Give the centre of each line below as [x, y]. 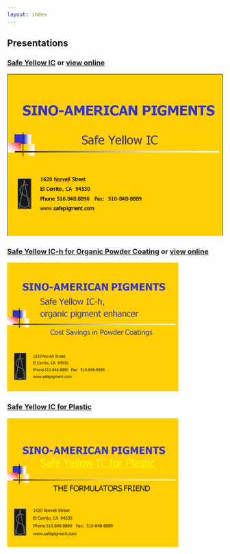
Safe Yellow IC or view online [56, 62]
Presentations [38, 44]
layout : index [27, 14]
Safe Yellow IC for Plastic [50, 407]
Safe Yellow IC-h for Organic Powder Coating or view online [108, 252]
